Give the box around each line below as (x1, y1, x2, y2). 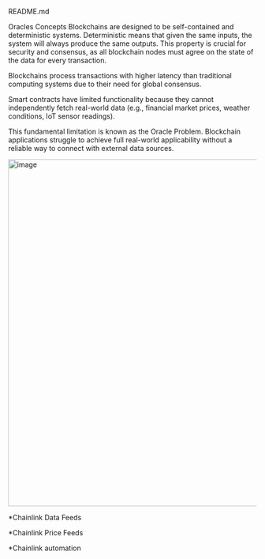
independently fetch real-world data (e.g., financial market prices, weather (8, 103, 251, 112)
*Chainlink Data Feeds (8, 513, 82, 522)
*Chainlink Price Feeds (8, 528, 84, 537)
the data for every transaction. (8, 55, 107, 65)
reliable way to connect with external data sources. (8, 144, 174, 153)
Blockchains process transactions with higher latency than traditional (8, 71, 233, 80)
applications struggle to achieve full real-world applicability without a (8, 135, 233, 145)
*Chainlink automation (8, 543, 81, 553)
